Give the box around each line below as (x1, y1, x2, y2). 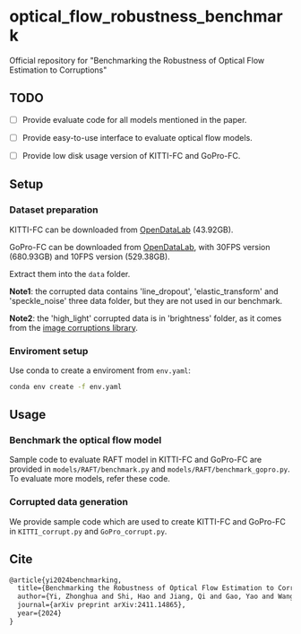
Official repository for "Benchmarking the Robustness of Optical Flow (9, 55, 265, 65)
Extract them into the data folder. (9, 268, 131, 279)
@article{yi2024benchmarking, (9, 576, 123, 585)
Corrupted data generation (9, 496, 128, 508)
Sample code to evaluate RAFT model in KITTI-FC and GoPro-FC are (9, 455, 262, 465)
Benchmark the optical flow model (9, 434, 162, 447)
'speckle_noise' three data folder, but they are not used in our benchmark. (9, 295, 283, 306)
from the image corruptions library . (9, 322, 139, 333)
